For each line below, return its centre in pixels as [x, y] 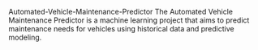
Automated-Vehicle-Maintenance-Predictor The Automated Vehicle [121, 12]
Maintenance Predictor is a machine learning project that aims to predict [129, 20]
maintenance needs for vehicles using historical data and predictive [121, 29]
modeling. [25, 37]
